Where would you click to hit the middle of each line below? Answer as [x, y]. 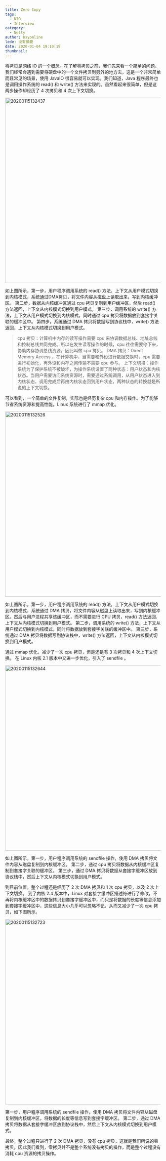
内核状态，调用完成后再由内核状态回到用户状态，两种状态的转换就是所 [89, 381]
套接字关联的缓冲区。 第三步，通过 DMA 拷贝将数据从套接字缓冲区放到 [85, 871]
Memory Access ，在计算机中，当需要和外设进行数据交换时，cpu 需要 [89, 357]
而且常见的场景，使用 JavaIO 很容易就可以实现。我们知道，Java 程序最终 [80, 78]
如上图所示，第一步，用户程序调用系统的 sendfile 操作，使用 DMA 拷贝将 [79, 858]
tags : [11, 14]
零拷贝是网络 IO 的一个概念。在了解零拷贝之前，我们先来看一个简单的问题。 [82, 66]
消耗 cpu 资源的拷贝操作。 [32, 1153]
